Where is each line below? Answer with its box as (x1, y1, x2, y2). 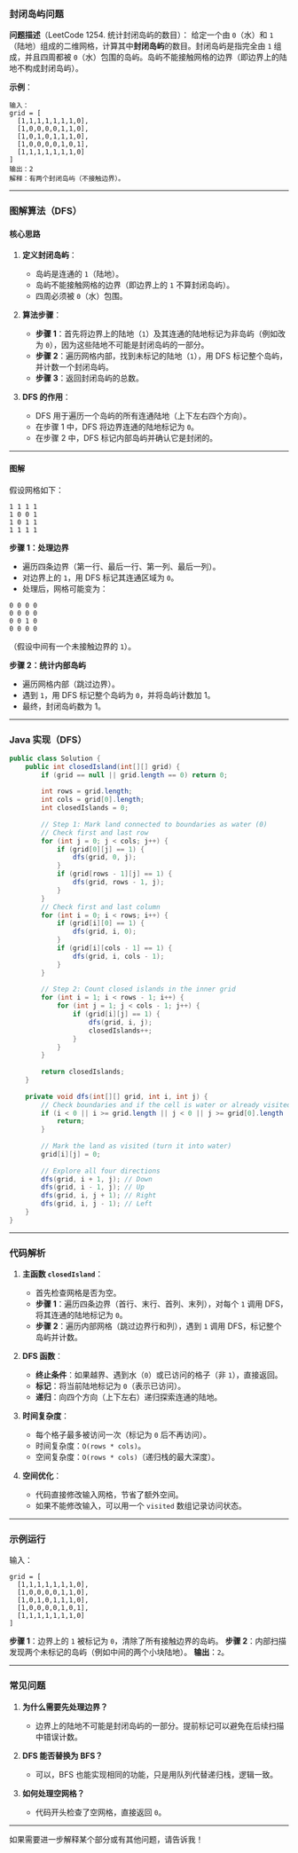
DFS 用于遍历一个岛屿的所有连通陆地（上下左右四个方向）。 (35, 411, 251, 421)
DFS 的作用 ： (21, 392, 71, 403)
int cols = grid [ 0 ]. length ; (41, 796, 145, 805)
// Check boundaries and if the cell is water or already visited (41, 1100, 292, 1110)
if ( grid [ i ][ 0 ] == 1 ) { (56, 919, 145, 928)
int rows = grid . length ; (41, 787, 133, 796)
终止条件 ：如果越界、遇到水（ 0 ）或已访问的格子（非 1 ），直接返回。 (35, 1370, 283, 1380)
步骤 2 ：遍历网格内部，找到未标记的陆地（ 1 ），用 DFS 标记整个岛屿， (35, 350, 288, 361)
